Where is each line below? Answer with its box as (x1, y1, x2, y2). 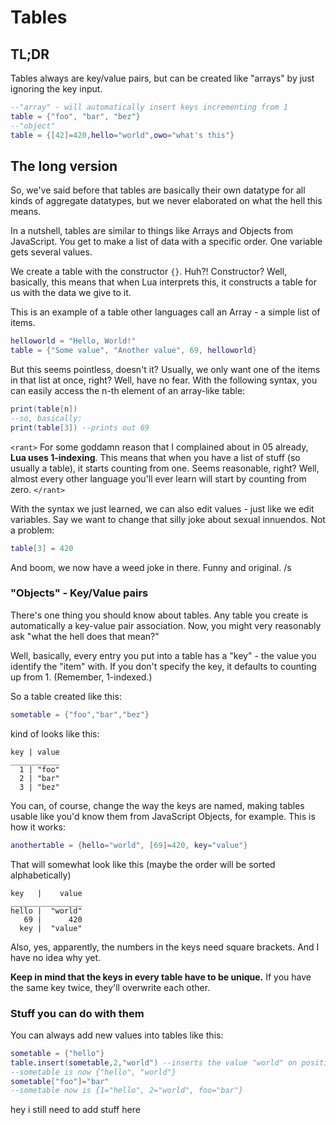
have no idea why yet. (10, 951, 101, 963)
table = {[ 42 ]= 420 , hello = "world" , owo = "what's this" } (10, 130, 235, 140)
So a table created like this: (10, 690, 122, 702)
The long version (10, 157, 118, 175)
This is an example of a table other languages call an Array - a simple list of (10, 306, 321, 318)
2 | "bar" (19, 773, 60, 783)
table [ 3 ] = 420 (10, 543, 74, 553)
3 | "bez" (19, 782, 60, 792)
